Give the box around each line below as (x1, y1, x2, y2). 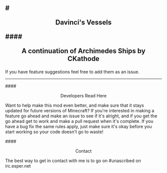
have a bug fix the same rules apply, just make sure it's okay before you (5, 124, 152, 130)
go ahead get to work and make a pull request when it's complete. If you (5, 118, 154, 124)
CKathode (67, 55, 100, 63)
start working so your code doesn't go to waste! (5, 129, 103, 135)
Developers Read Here (60, 93, 107, 99)
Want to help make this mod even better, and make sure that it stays (5, 102, 144, 108)
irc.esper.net (5, 163, 31, 169)
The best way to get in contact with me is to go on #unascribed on (5, 158, 141, 164)
